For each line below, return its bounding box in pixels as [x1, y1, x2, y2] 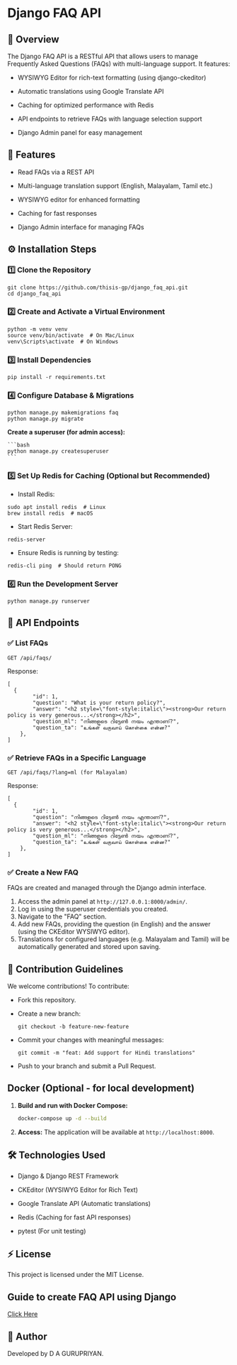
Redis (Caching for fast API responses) [17, 1212, 131, 1222]
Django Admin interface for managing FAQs [17, 222, 144, 231]
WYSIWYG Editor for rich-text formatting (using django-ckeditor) [17, 73, 207, 82]
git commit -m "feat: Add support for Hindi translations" [17, 1049, 196, 1057]
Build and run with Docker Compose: [17, 1101, 128, 1109]
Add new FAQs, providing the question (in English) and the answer [17, 920, 211, 928]
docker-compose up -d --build [17, 1114, 108, 1122]
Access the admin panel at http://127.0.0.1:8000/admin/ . [17, 897, 187, 906]
